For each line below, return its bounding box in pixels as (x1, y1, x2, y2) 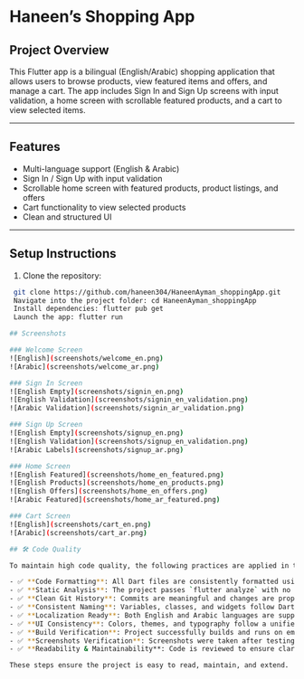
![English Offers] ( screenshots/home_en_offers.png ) (9, 486, 208, 496)
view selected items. (9, 105, 86, 115)
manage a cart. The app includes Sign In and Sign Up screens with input (9, 86, 279, 96)
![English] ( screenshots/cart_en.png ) (9, 520, 152, 529)
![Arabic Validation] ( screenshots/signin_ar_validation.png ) (9, 404, 245, 413)
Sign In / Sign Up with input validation (22, 173, 163, 184)
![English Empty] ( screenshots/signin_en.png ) (9, 387, 184, 396)
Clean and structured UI (22, 211, 112, 222)
